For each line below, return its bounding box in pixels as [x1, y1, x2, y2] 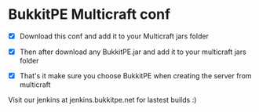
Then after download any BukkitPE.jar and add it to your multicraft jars [19, 47, 247, 56]
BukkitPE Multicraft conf [8, 5, 171, 23]
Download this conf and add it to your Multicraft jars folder [19, 31, 210, 41]
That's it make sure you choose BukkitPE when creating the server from [19, 71, 253, 81]
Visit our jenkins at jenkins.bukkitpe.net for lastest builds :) [8, 96, 197, 105]
